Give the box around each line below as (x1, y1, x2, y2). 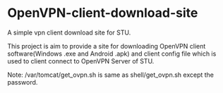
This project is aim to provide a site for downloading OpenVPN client (7, 42, 206, 50)
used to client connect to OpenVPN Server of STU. (7, 56, 155, 65)
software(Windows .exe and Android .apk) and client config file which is (7, 49, 217, 58)
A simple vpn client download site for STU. (7, 28, 131, 37)
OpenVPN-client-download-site (7, 5, 198, 21)
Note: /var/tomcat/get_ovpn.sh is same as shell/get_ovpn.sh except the (7, 70, 214, 79)
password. (7, 77, 38, 86)
